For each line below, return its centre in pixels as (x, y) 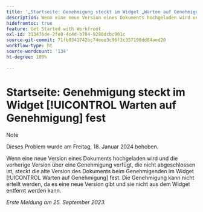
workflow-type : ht (29, 46)
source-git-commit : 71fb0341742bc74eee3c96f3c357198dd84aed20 (86, 40)
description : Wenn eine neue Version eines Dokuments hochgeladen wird (98, 18)
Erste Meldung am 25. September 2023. (56, 202)
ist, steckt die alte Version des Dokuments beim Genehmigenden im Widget (100, 171)
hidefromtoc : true (29, 23)
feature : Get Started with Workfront (54, 29)
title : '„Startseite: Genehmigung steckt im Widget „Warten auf (89, 12)
